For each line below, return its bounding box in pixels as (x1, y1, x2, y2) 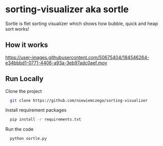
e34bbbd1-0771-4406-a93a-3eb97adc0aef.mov (5, 60, 108, 66)
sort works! (5, 26, 29, 32)
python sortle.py (10, 136, 47, 141)
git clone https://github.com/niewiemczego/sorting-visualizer (10, 98, 148, 103)
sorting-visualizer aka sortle (5, 4, 129, 15)
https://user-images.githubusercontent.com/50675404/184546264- (5, 54, 150, 60)
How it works (5, 41, 48, 50)
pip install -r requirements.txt (10, 117, 81, 122)
